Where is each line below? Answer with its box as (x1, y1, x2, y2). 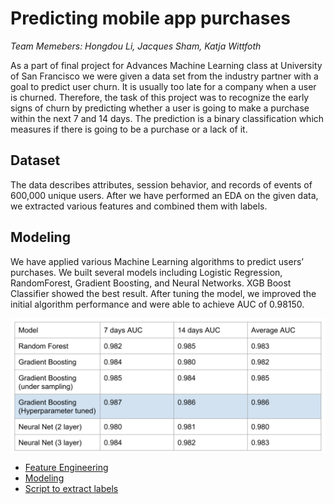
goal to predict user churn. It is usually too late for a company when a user (10, 80, 317, 92)
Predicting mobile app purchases (10, 7, 291, 30)
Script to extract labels (24, 483, 119, 495)
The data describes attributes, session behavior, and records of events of (10, 178, 313, 191)
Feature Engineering (24, 462, 109, 474)
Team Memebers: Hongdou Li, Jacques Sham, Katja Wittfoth (10, 40, 262, 52)
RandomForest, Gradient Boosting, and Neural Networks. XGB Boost (10, 277, 292, 289)
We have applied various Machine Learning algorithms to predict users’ (10, 255, 304, 267)
